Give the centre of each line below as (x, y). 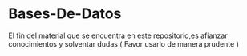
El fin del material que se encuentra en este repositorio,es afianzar (118, 35)
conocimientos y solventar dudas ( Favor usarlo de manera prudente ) (123, 43)
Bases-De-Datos (65, 14)
